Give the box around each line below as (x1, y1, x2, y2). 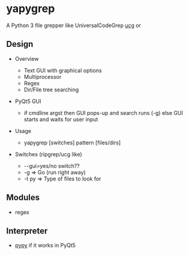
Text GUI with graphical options (23, 67, 102, 74)
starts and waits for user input (23, 115, 98, 123)
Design (6, 39, 34, 49)
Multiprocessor (23, 73, 62, 80)
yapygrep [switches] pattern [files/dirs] (23, 139, 121, 146)
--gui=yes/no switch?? (23, 162, 80, 170)
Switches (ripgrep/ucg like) (14, 150, 82, 158)
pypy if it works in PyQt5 (14, 242, 76, 249)
